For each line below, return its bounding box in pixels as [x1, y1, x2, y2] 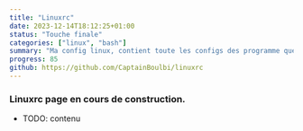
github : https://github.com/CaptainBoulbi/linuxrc [9, 64, 204, 73]
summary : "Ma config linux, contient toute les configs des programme [9, 47, 280, 56]
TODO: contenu [22, 113, 81, 124]
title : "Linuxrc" [9, 13, 75, 22]
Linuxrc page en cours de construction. [9, 92, 187, 105]
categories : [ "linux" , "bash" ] [9, 38, 127, 48]
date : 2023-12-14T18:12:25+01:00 [9, 22, 135, 31]
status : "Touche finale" [9, 30, 103, 39]
